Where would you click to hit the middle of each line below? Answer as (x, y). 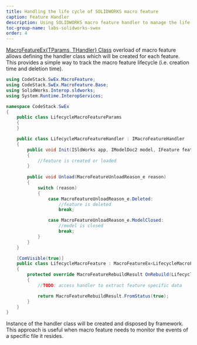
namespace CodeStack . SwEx (38, 106)
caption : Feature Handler (38, 17)
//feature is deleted (85, 204)
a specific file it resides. (35, 336)
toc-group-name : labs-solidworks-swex (53, 28)
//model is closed (81, 226)
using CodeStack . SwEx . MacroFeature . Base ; (57, 85)
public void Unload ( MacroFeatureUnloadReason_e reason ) (97, 177)
